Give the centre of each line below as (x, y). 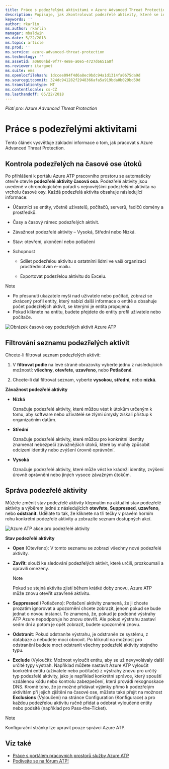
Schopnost (24, 252)
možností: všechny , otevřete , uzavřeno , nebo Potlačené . (73, 370)
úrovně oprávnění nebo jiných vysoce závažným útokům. (72, 475)
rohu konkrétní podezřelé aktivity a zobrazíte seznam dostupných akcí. (78, 518)
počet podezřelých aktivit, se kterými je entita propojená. (71, 306)
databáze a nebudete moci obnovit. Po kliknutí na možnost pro (77, 639)
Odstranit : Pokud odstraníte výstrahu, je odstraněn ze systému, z (80, 634)
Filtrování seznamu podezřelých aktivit (67, 343)
